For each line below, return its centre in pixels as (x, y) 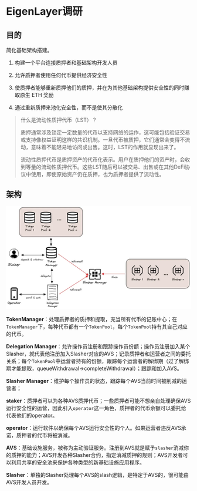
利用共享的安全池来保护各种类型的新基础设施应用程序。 (78, 462)
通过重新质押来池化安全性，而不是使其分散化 (69, 107)
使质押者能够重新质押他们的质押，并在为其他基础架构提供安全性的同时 (99, 88)
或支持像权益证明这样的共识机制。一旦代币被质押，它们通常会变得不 (103, 140)
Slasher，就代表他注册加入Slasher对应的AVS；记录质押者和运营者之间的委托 (99, 354)
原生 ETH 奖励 (37, 95)
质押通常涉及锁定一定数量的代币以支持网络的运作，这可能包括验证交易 (105, 132)
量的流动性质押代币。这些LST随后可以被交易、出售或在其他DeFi (108, 167)
